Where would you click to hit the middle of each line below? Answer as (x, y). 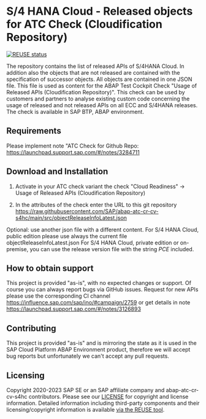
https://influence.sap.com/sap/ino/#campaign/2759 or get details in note (98, 303)
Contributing (31, 328)
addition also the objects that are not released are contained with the (93, 72)
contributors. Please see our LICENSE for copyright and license (109, 397)
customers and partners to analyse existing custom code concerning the (98, 99)
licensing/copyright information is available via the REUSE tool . (86, 410)
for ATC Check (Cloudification (84, 24)
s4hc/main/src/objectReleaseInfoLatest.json (71, 217)
